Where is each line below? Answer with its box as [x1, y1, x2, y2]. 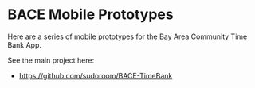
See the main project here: [7, 55, 95, 65]
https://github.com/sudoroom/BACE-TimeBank [18, 71, 173, 80]
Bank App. [7, 40, 41, 49]
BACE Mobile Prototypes [7, 6, 174, 24]
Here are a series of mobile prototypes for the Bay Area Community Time [7, 32, 248, 41]
